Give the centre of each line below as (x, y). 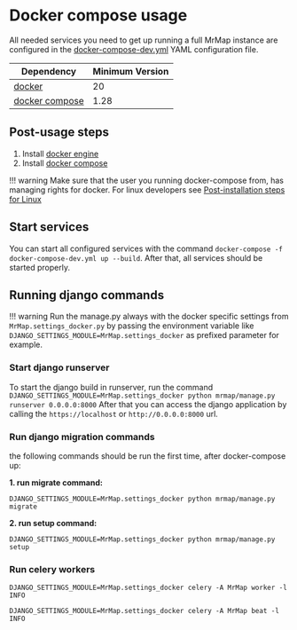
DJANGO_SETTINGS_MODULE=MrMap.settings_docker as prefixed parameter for (144, 335)
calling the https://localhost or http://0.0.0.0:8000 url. (114, 413)
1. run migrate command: (56, 482)
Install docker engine (60, 154)
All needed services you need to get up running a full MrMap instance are (144, 40)
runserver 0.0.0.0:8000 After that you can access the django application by (148, 404)
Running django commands (87, 295)
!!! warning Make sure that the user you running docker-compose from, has (146, 180)
